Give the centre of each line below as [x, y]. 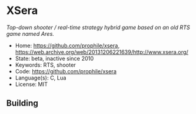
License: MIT [31, 84]
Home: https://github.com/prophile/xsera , [67, 45]
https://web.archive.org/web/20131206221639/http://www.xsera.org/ [102, 52]
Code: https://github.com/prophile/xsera [66, 71]
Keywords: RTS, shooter [45, 65]
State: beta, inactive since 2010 [54, 58]
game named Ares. [30, 33]
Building [22, 103]
